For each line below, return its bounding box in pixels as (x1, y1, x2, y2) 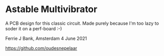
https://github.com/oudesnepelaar (5, 45, 77, 51)
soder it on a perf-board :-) (5, 25, 62, 31)
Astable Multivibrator (5, 4, 98, 15)
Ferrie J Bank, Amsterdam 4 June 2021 (5, 35, 87, 41)
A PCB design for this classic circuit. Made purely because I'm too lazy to (5, 20, 159, 26)
